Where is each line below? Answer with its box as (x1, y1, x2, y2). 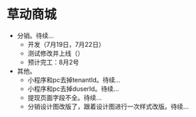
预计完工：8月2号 (27, 57, 80, 66)
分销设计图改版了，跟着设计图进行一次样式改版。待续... (27, 102, 189, 111)
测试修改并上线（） (27, 49, 85, 57)
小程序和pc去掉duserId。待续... (27, 84, 119, 93)
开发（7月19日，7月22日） (27, 40, 105, 48)
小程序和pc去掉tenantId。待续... (27, 75, 121, 84)
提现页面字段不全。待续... (27, 93, 102, 101)
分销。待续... (16, 31, 54, 40)
